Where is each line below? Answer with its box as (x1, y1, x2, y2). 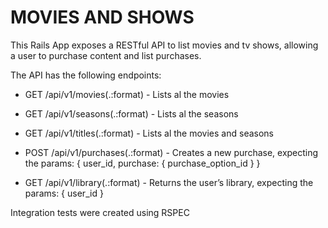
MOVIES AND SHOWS (10, 6, 195, 29)
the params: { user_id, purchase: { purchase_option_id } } (24, 157, 261, 169)
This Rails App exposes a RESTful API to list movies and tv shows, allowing (10, 39, 319, 51)
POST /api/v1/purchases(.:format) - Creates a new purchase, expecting (24, 146, 319, 158)
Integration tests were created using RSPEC (10, 206, 190, 218)
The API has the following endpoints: (10, 69, 162, 81)
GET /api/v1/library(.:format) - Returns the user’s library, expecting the (24, 176, 314, 188)
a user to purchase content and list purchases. (10, 49, 202, 61)
